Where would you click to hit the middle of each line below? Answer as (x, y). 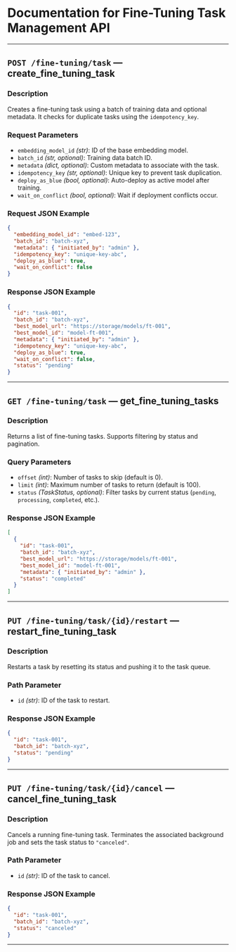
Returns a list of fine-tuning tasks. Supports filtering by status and (103, 436)
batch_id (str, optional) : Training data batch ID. (85, 157)
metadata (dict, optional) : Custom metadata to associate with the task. (118, 165)
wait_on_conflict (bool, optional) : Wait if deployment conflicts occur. (118, 195)
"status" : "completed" (53, 579)
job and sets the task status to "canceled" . (68, 842)
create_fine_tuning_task (61, 74)
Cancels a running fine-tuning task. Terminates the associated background (116, 834)
